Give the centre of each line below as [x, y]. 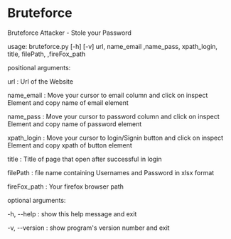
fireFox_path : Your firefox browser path [66, 187]
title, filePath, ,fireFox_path [47, 54]
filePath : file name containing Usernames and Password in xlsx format [111, 172]
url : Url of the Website [40, 81]
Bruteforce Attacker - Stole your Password [69, 33]
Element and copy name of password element [75, 124]
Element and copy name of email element [68, 102]
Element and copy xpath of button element [70, 145]
